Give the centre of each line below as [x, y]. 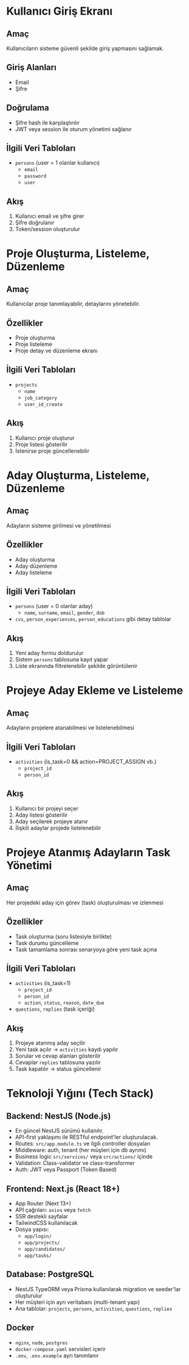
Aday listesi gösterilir [41, 815]
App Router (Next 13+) [43, 1203]
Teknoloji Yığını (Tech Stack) [80, 1094]
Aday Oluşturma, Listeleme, [78, 475]
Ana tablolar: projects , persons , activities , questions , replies [94, 1308]
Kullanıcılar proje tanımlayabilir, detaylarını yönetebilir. [73, 304]
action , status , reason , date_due [64, 1003]
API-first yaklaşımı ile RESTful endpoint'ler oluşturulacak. [86, 1137]
